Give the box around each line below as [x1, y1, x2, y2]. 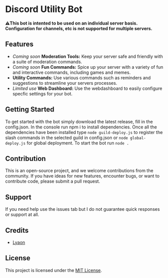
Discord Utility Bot [5, 4, 83, 15]
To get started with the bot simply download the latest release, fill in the [5, 118, 153, 124]
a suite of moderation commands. [12, 59, 82, 65]
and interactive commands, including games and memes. [12, 69, 131, 75]
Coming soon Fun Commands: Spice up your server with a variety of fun [12, 64, 163, 70]
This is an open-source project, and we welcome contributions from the [5, 168, 154, 174]
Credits [5, 226, 29, 234]
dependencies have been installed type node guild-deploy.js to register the [5, 129, 163, 135]
